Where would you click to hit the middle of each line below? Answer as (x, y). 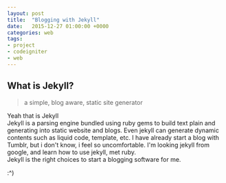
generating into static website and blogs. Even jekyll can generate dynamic (113, 130)
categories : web (30, 33)
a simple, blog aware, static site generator (83, 102)
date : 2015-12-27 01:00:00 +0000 (58, 26)
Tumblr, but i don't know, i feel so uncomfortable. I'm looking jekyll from (108, 145)
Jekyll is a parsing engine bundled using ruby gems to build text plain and (111, 123)
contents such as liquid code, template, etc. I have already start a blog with (113, 137)
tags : (15, 39)
